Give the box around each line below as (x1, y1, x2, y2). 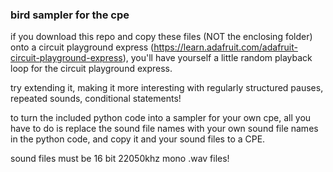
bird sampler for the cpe (10, 8, 130, 22)
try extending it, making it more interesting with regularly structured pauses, (10, 82, 324, 94)
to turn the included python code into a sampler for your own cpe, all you (10, 112, 312, 124)
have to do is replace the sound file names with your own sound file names (10, 123, 319, 135)
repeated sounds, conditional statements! (10, 93, 182, 105)
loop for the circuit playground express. (10, 63, 173, 75)
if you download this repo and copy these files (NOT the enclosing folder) (10, 31, 313, 43)
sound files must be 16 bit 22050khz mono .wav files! (10, 153, 230, 165)
